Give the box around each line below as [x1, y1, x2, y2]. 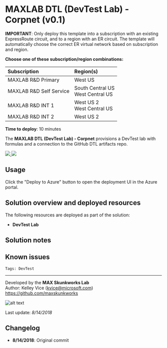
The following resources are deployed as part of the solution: [5, 212, 130, 218]
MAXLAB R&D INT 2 [7, 113, 55, 120]
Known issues [5, 253, 50, 261]
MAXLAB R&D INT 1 [7, 102, 55, 109]
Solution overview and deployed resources [5, 198, 141, 207]
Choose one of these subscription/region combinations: [5, 56, 124, 62]
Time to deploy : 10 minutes [5, 126, 61, 132]
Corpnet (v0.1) [5, 14, 66, 25]
